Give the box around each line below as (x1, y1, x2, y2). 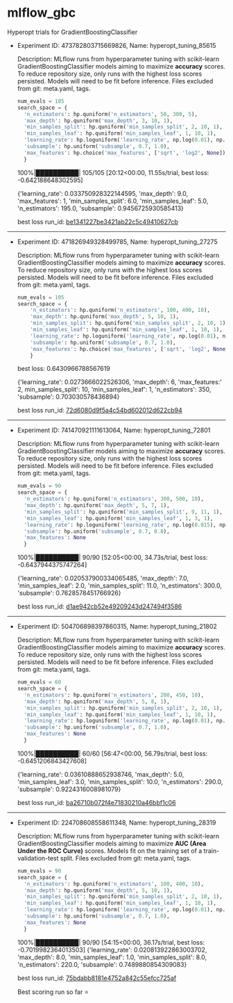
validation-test (17, 854, 59, 862)
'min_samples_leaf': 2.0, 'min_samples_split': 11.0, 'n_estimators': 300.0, (17, 581, 222, 590)
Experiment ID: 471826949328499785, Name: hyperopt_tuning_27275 (17, 238, 218, 246)
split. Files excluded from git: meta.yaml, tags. (60, 854, 192, 862)
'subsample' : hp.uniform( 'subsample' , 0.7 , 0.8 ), (24, 528, 170, 535)
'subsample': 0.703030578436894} (17, 392, 120, 401)
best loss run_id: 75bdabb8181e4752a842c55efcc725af (17, 974, 177, 982)
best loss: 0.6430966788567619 (17, 365, 111, 373)
